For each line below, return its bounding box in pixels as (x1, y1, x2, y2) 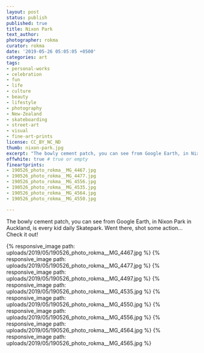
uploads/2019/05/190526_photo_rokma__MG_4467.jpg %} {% (6, 249, 160, 256)
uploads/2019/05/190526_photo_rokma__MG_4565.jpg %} (6, 339, 152, 347)
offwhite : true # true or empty (6, 156, 88, 162)
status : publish (6, 15, 47, 21)
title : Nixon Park (6, 26, 53, 32)
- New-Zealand (6, 111, 42, 117)
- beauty (6, 94, 29, 100)
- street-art (6, 122, 39, 128)
